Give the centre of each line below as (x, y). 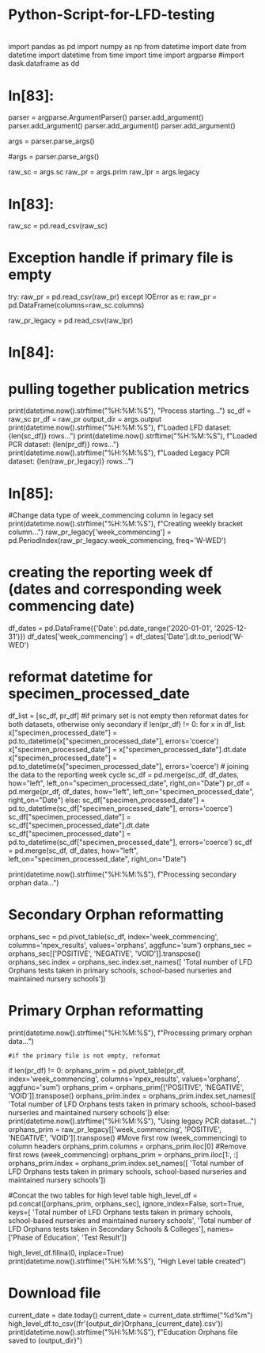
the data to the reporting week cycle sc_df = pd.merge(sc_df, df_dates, (124, 775)
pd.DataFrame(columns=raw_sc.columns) (76, 305)
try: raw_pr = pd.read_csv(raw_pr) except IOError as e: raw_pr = (113, 297)
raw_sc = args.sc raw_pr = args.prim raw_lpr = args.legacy (104, 172)
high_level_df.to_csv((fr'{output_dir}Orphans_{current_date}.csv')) (116, 1323)
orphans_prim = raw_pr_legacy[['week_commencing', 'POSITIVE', (115, 1129)
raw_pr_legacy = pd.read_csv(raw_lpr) (71, 321)
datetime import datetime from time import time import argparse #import (126, 55)
